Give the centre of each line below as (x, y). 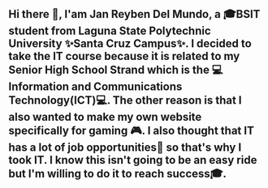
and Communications (127, 87)
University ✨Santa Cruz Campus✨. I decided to (130, 44)
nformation (39, 87)
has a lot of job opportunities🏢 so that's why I (125, 148)
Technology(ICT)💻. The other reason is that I (125, 100)
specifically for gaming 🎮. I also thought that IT (131, 131)
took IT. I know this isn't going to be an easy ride (133, 160)
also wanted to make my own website (105, 117)
